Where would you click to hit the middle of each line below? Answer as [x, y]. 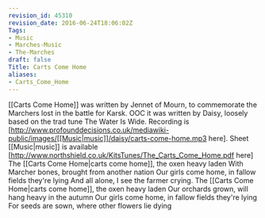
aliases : [23, 75]
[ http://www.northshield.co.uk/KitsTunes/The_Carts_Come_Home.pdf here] [131, 155]
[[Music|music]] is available [53, 147]
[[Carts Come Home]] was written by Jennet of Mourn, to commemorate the [133, 105]
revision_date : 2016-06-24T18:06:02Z [71, 23]
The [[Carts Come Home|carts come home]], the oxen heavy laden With [126, 163]
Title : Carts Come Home [48, 67]
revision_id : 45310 [40, 15]
